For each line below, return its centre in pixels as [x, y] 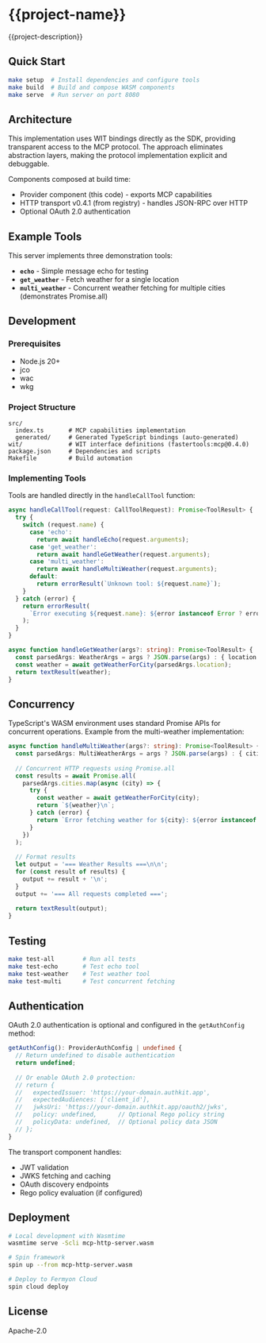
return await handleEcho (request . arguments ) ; [113, 539]
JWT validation [44, 1167]
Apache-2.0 [28, 1330]
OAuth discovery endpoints [64, 1184]
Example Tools [45, 236]
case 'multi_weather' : [66, 562]
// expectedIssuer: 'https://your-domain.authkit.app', [113, 1092]
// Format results [46, 857]
